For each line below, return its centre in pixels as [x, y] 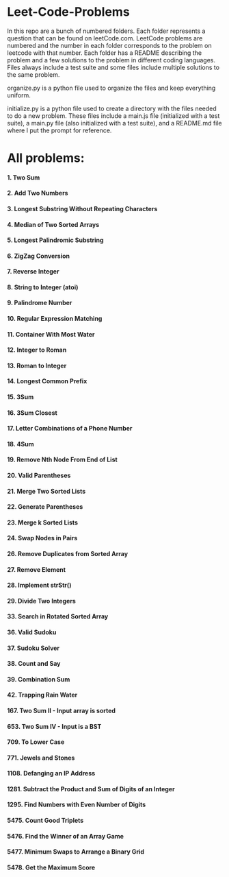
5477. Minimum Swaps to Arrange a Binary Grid [76, 852]
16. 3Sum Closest [32, 413]
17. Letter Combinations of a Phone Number [70, 429]
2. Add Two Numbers [38, 193]
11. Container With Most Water [51, 334]
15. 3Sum [21, 397]
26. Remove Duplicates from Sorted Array [68, 553]
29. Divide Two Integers [42, 601]
